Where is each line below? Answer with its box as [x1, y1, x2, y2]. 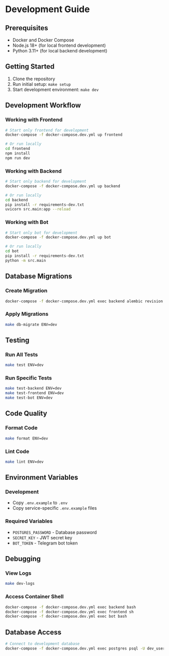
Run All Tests [5, 351, 38, 358]
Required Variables [5, 518, 53, 525]
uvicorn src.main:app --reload [5, 207, 71, 212]
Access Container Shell [5, 593, 64, 600]
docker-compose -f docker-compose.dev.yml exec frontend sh [5, 609, 134, 614]
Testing [5, 336, 30, 344]
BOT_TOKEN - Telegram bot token [12, 540, 78, 546]
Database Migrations [5, 272, 72, 281]
